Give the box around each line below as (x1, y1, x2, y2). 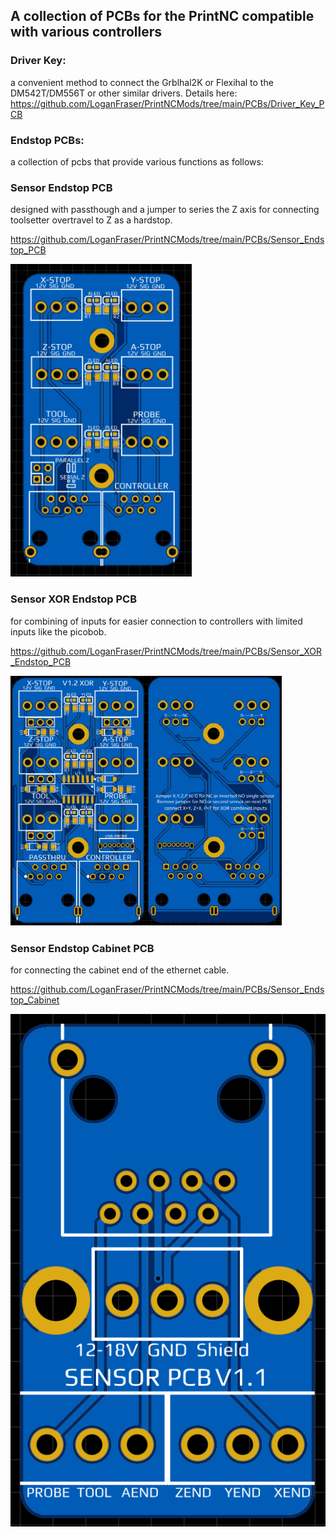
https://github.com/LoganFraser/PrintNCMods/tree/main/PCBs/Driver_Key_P (10, 97, 325, 109)
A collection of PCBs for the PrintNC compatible (10, 8, 315, 25)
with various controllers (10, 24, 163, 41)
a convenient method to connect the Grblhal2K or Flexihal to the (10, 76, 274, 88)
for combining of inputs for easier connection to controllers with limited (10, 615, 303, 627)
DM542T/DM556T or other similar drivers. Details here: (10, 87, 238, 99)
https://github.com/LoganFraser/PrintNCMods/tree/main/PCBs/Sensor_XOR (10, 645, 322, 657)
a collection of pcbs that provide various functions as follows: (10, 155, 264, 168)
